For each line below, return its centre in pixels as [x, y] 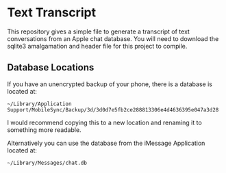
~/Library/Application [39, 104]
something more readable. [44, 130]
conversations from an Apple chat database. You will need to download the [113, 38]
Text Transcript [52, 13]
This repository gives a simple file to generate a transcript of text [99, 31]
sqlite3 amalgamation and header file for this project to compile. [97, 46]
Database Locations [51, 67]
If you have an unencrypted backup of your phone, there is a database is [110, 84]
